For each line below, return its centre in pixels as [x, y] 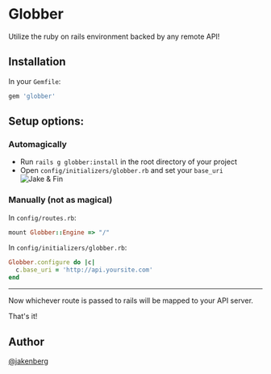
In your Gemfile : [35, 81]
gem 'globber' [32, 96]
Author [26, 341]
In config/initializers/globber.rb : [68, 248]
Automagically [38, 144]
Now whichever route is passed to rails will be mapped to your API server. [131, 300]
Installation [37, 62]
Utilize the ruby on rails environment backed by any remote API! [114, 36]
